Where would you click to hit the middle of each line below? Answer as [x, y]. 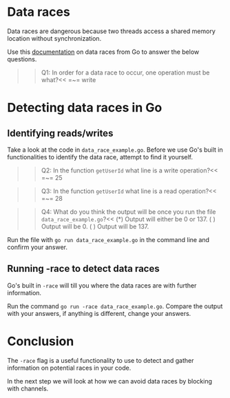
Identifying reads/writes [60, 133]
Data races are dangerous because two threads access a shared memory [111, 31]
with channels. [28, 388]
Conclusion [41, 341]
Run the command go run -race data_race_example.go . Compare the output [115, 306]
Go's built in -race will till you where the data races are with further [102, 285]
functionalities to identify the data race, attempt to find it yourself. [100, 157]
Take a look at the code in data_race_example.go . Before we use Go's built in [115, 150]
